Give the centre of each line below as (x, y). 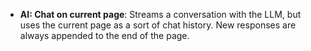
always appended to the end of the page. (104, 35)
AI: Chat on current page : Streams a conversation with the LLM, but (160, 14)
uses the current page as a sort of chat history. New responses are (158, 25)
